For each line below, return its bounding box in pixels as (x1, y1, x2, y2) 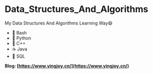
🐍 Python (12, 35, 31, 41)
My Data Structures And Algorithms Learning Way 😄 (5, 20, 113, 26)
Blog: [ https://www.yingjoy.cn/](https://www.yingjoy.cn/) (5, 62, 129, 68)
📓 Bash (12, 29, 27, 35)
